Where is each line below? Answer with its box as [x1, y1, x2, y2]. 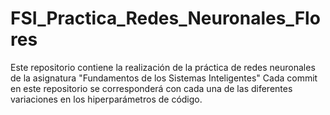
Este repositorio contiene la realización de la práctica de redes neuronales [10, 61, 316, 73]
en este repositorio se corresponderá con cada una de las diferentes [10, 82, 293, 94]
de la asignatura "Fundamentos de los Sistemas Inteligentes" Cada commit [10, 72, 318, 84]
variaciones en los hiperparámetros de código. [10, 93, 203, 105]
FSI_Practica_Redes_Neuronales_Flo [10, 7, 321, 30]
